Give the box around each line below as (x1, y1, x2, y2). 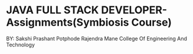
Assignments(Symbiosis (6, 16, 129, 29)
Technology (6, 41, 35, 48)
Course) (131, 16, 172, 29)
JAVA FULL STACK (6, 3, 99, 17)
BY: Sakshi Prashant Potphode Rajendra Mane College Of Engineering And (6, 35, 188, 42)
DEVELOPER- (101, 3, 167, 17)
